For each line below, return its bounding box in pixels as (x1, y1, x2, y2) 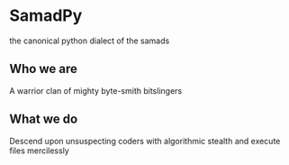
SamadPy (9, 5, 83, 26)
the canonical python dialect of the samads (9, 35, 170, 46)
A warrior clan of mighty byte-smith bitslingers (9, 85, 183, 96)
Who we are (9, 61, 78, 77)
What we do (9, 112, 78, 127)
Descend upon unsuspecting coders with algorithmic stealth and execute (9, 135, 281, 146)
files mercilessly (9, 145, 69, 156)
